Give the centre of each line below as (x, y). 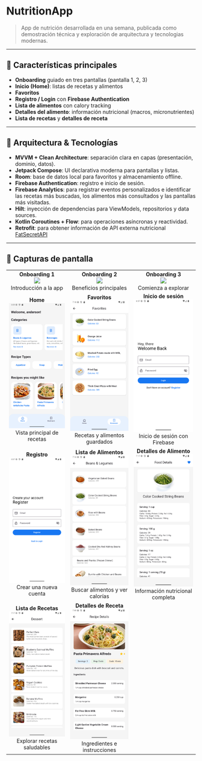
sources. (26, 215)
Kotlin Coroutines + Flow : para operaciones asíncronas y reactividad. (101, 221)
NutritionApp (40, 11)
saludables (37, 747)
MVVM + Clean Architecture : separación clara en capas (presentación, (104, 157)
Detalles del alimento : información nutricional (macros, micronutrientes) (105, 112)
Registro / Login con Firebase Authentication (72, 99)
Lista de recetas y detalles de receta (61, 118)
